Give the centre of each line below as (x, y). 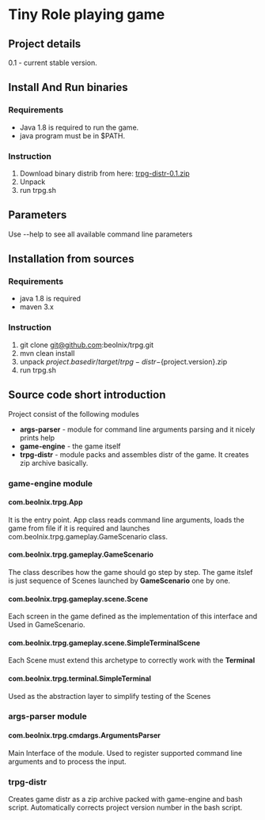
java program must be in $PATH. (72, 135)
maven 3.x (36, 307)
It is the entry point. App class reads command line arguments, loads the (127, 520)
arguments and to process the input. (67, 761)
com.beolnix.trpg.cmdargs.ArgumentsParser (84, 735)
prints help (37, 437)
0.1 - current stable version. (53, 62)
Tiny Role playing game (87, 15)
